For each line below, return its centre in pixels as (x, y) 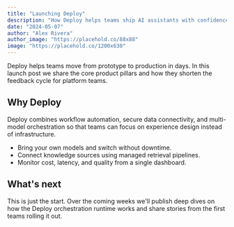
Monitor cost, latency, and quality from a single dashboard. (102, 162)
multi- (218, 119)
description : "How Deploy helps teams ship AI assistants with (101, 20)
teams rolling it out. (35, 216)
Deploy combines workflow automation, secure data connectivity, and (108, 119)
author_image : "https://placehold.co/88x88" (73, 40)
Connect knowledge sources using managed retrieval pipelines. (109, 155)
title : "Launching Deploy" (46, 14)
